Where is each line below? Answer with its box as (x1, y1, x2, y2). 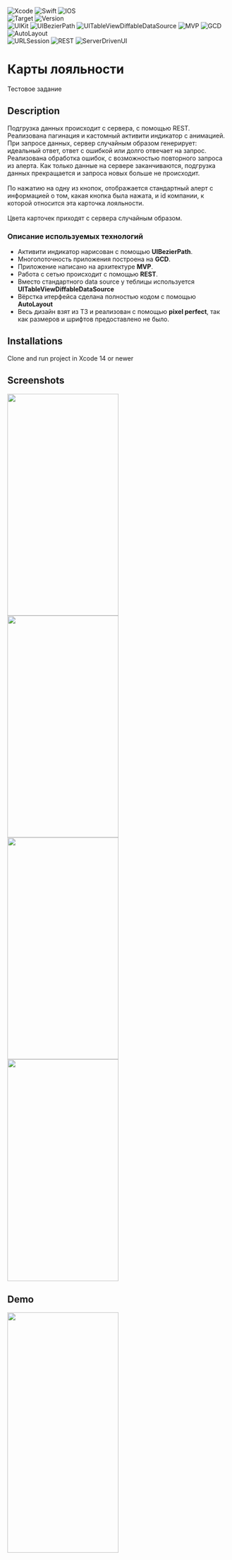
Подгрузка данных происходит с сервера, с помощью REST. (7, 123, 190, 132)
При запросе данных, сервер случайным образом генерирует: (7, 138, 197, 147)
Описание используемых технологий (7, 231, 143, 241)
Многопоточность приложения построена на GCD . (17, 255, 171, 264)
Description (7, 105, 60, 117)
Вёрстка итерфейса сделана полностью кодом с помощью (17, 293, 196, 301)
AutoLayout (17, 300, 53, 308)
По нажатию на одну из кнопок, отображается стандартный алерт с (7, 183, 214, 192)
